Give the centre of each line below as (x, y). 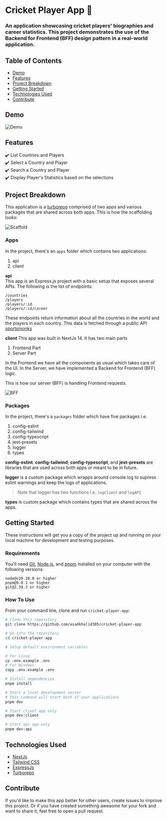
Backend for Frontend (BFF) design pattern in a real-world (77, 38)
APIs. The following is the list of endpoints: (49, 286)
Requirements (23, 553)
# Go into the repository (32, 633)
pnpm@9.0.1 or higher (28, 583)
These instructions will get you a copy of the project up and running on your (83, 535)
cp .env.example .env (28, 661)
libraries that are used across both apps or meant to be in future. (72, 467)
